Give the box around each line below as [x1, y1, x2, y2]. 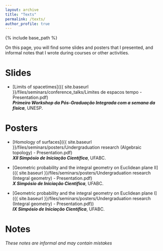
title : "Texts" [5, 12, 37, 17]
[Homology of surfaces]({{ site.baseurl [12, 139, 92, 145]
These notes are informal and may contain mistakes [5, 240, 112, 246]
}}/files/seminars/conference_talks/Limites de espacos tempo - [12, 89, 142, 95]
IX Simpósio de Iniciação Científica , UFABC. [12, 206, 105, 212]
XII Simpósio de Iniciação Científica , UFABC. [12, 155, 106, 161]
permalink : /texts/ [5, 16, 46, 21]
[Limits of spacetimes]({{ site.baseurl [12, 84, 88, 90]
